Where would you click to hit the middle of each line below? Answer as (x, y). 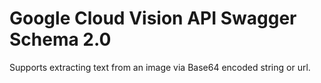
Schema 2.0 (60, 39)
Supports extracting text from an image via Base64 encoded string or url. (160, 67)
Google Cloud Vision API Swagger (153, 18)
